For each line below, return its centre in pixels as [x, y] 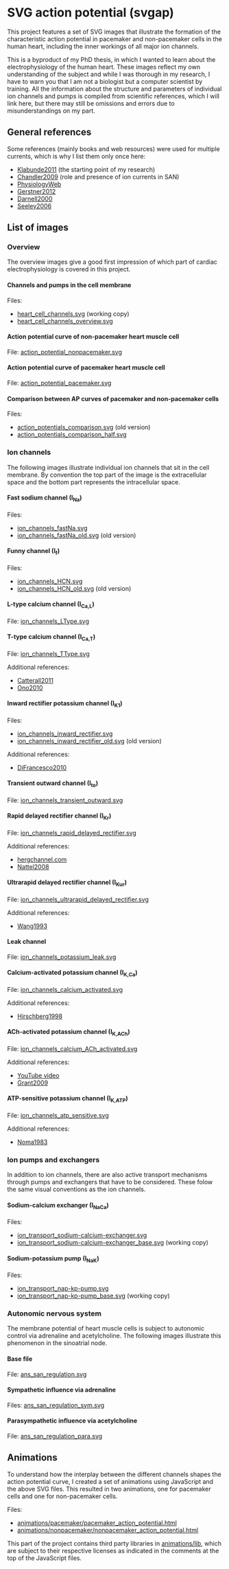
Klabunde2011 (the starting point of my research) [86, 169]
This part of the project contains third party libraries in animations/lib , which [114, 1543]
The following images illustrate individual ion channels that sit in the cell [108, 467]
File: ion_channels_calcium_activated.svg [65, 989]
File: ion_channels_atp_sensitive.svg [58, 1115]
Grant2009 [33, 1083]
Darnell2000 [35, 199]
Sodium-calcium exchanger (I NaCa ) [58, 1206]
